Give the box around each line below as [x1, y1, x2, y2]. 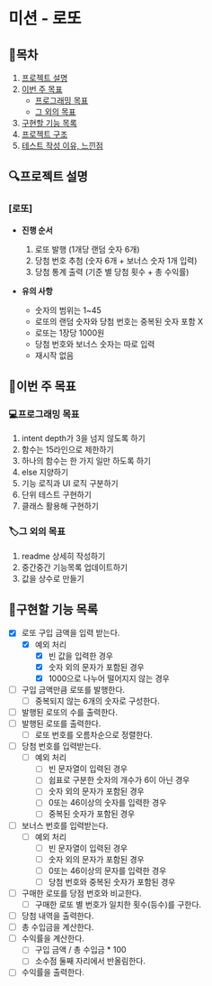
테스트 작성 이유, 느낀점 [21, 141, 104, 151]
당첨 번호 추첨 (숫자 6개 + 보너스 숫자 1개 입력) [34, 254, 198, 266]
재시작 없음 [34, 349, 74, 361]
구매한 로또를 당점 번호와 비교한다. [21, 888, 142, 898]
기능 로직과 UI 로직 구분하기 [21, 478, 119, 489]
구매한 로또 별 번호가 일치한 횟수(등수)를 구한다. [34, 898, 202, 909]
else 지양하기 [21, 466, 69, 478]
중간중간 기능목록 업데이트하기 [21, 561, 128, 573]
